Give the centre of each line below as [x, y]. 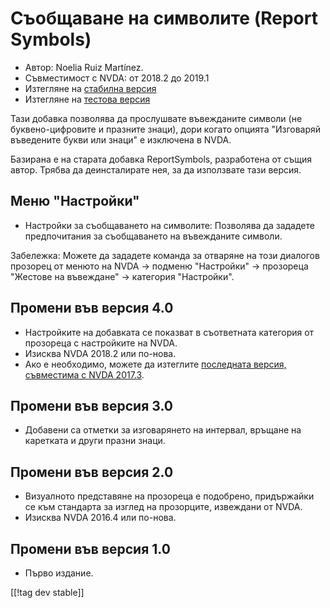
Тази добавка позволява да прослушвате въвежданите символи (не [156, 118]
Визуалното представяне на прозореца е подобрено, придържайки [169, 496]
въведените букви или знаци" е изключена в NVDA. [121, 139]
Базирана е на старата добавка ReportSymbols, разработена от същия [161, 159]
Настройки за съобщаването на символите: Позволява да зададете [169, 225]
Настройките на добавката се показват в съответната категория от [169, 332]
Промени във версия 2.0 [92, 472]
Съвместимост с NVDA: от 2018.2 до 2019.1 [117, 78]
